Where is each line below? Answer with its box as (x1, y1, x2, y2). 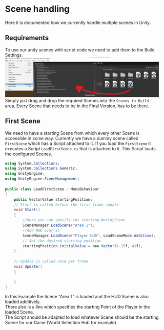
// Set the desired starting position (22, 238, 102, 243)
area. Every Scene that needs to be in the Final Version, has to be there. (5, 103, 149, 109)
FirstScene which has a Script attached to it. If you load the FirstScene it (5, 141, 151, 146)
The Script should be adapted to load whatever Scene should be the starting (5, 314, 159, 320)
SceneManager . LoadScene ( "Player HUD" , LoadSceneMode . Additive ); (22, 233, 156, 238)
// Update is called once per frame (14, 259, 89, 264)
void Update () (14, 264, 42, 269)
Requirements (5, 34, 49, 42)
